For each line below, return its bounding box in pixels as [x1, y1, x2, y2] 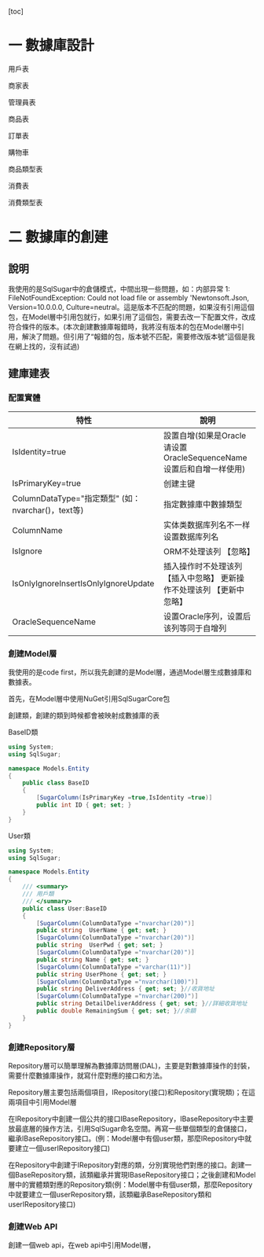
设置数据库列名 [163, 531, 219, 542]
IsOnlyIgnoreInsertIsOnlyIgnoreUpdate [12, 578, 155, 589]
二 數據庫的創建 [8, 228, 108, 246]
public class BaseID [22, 779, 90, 787]
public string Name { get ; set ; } [36, 955, 149, 964]
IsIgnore [12, 546, 42, 557]
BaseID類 [8, 727, 38, 737]
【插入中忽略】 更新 [163, 572, 237, 583]
